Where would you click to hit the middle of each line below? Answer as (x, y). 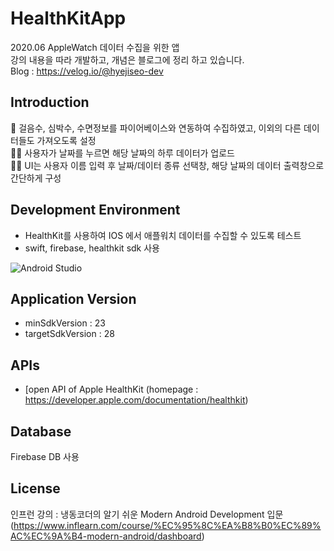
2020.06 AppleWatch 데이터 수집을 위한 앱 (95, 47)
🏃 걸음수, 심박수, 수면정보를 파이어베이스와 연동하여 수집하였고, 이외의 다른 (156, 128)
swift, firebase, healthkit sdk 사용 (92, 248)
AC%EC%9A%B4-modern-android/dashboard (106, 536)
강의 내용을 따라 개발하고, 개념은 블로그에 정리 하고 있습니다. (127, 59)
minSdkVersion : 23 (65, 323)
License (35, 488)
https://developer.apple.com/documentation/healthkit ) (136, 400)
